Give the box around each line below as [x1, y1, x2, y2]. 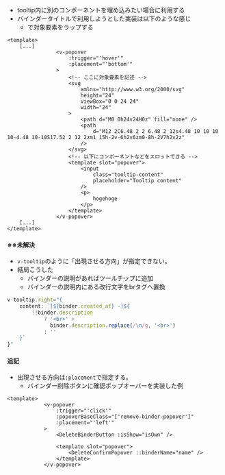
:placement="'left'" [55, 419, 115, 426]
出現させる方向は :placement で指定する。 [16, 373, 132, 382]
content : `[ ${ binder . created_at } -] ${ [19, 303, 130, 310]
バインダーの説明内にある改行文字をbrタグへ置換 [27, 283, 166, 291]
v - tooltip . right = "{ [7, 297, 63, 304]
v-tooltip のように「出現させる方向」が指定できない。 [16, 257, 171, 265]
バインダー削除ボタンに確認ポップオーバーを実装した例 [27, 382, 183, 390]
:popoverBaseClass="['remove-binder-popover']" [55, 413, 194, 420]
